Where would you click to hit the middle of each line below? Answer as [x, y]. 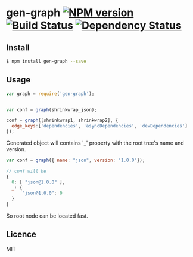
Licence [21, 235]
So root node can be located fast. [47, 216]
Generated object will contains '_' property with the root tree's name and [95, 143]
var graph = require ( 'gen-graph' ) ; [50, 94]
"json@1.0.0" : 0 [42, 193]
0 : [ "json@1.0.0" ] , [38, 182]
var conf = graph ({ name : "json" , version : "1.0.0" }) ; [76, 160]
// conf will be [26, 171]
